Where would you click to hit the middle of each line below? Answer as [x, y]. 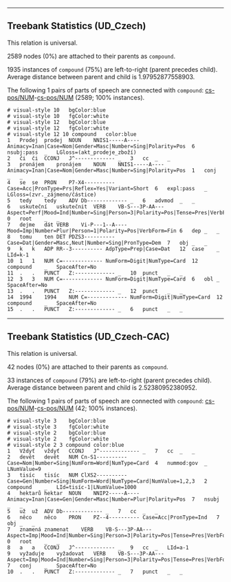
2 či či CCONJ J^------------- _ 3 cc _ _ [89, 158]
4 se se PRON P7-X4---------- [61, 182]
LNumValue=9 [24, 469]
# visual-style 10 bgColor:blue [57, 110]
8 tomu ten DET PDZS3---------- [61, 237]
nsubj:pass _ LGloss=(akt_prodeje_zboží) [72, 152]
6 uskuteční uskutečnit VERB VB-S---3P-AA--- [86, 207]
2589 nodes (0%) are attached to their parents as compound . [91, 56]
